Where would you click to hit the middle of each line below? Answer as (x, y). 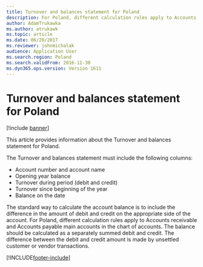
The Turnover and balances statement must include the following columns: (99, 158)
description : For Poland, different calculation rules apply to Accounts (101, 18)
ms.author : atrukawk (32, 29)
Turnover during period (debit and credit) (66, 183)
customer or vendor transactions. (48, 246)
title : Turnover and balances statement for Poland (73, 12)
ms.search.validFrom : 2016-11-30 (48, 63)
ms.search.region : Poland (39, 57)
